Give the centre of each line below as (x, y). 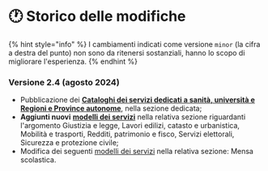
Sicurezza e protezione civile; (69, 143)
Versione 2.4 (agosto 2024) (64, 82)
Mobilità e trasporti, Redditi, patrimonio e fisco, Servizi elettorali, (127, 134)
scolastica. (38, 160)
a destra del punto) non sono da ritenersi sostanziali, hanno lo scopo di (127, 52)
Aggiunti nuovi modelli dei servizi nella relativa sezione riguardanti (133, 117)
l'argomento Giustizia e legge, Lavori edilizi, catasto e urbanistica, (130, 126)
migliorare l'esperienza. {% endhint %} (73, 61)
